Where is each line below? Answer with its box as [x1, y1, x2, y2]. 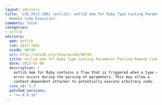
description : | [9, 66, 40, 71]
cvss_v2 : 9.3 [9, 83, 36, 89]
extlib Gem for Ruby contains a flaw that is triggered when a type [13, 70, 154, 75]
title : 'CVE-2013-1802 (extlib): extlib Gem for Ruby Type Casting [5, 12, 144, 16]
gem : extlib [9, 39, 34, 44]
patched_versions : [9, 88, 47, 93]
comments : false [5, 20, 38, 26]
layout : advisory [5, 7, 40, 12]
